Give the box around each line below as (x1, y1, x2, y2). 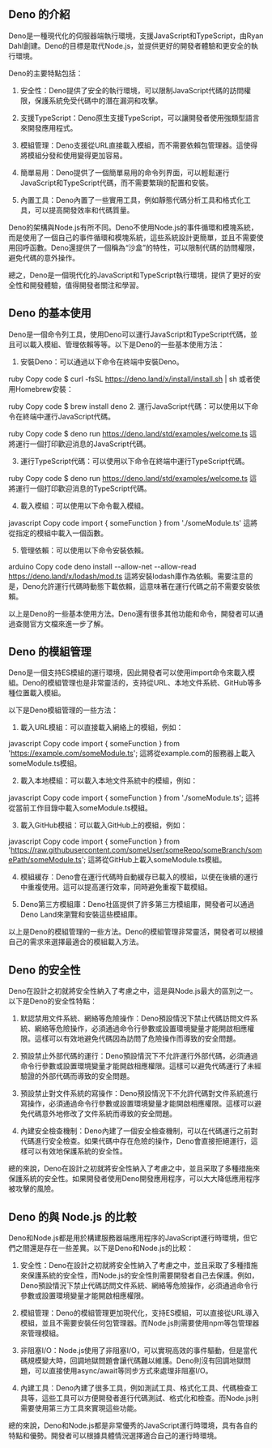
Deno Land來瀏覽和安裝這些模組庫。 (19, 909, 142, 919)
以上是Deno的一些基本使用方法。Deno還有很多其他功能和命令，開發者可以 (8, 608, 257, 618)
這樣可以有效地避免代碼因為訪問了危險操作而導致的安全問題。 (34, 1033, 240, 1044)
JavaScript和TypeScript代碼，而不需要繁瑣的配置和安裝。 (19, 178, 213, 187)
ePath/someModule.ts (8, 855, 83, 865)
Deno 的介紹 (8, 7, 70, 22)
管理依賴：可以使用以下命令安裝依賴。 (19, 545, 148, 555)
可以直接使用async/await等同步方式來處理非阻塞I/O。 (34, 1366, 213, 1376)
